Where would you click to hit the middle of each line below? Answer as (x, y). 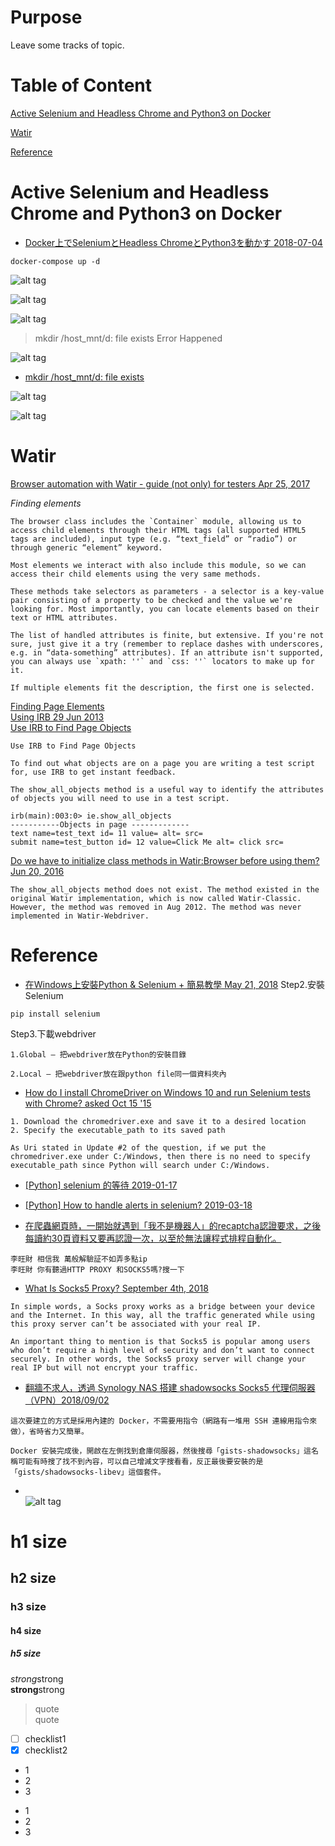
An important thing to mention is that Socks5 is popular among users (160, 1341)
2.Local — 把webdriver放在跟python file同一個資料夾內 (118, 1074)
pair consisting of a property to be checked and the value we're (151, 600)
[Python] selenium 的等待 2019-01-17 (101, 1185)
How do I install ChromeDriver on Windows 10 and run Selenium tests (167, 1092)
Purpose (46, 17)
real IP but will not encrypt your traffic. (104, 1367)
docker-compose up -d (55, 261)
